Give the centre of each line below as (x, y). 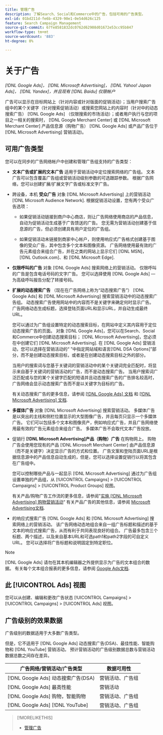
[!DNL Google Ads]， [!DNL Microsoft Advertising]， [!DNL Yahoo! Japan (78, 85)
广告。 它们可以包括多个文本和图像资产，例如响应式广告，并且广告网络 (83, 422)
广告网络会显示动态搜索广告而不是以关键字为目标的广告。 (69, 384)
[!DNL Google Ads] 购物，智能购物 (47, 696)
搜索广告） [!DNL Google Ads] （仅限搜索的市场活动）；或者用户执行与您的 (79, 114)
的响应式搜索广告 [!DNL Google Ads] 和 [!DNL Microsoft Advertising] (80, 518)
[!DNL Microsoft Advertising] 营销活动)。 (46, 132)
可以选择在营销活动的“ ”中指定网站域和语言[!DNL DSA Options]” (89, 349)
